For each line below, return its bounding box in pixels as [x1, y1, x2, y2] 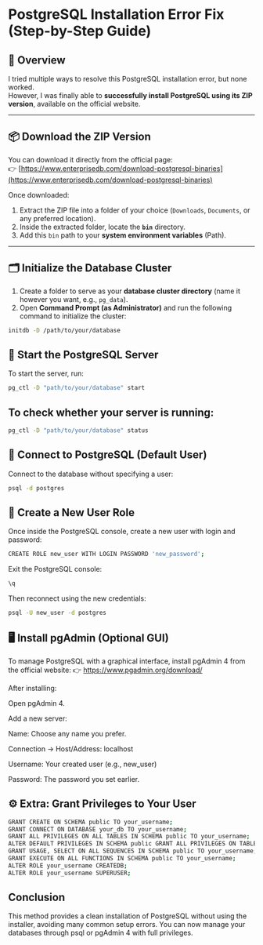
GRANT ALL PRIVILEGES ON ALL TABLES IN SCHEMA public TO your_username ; [8, 833, 250, 841]
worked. [8, 82, 35, 92]
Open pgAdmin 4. [8, 698, 65, 707]
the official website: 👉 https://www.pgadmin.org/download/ [8, 665, 203, 674]
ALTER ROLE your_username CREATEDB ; [8, 861, 128, 870]
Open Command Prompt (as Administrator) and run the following [19, 303, 232, 312]
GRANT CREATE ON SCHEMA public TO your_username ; [8, 818, 174, 826]
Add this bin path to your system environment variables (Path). [19, 230, 227, 240]
